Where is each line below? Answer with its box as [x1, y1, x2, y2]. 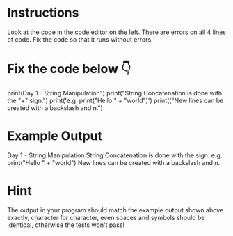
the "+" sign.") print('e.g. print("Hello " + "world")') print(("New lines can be [7, 96, 224, 104]
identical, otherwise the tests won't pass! [7, 221, 125, 229]
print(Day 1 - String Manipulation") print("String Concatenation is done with [7, 88, 223, 97]
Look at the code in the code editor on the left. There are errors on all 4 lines [7, 28, 226, 36]
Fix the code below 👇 [7, 61, 131, 77]
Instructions [7, 5, 79, 21]
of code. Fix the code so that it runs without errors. [7, 35, 153, 43]
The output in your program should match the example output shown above [7, 205, 224, 214]
